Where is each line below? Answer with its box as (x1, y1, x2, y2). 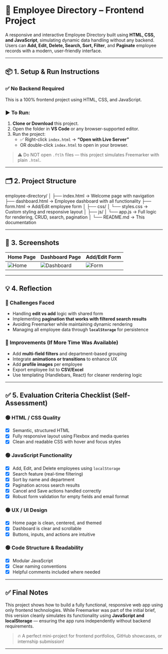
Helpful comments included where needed (12, 569, 100, 575)
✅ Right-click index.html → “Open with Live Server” (19, 136, 129, 142)
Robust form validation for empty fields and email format (12, 494, 129, 500)
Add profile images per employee (12, 361, 82, 367)
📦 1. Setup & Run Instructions (5, 68, 100, 76)
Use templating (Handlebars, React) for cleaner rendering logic (12, 372, 142, 378)
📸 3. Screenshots (5, 239, 59, 247)
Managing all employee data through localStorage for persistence (12, 327, 148, 333)
